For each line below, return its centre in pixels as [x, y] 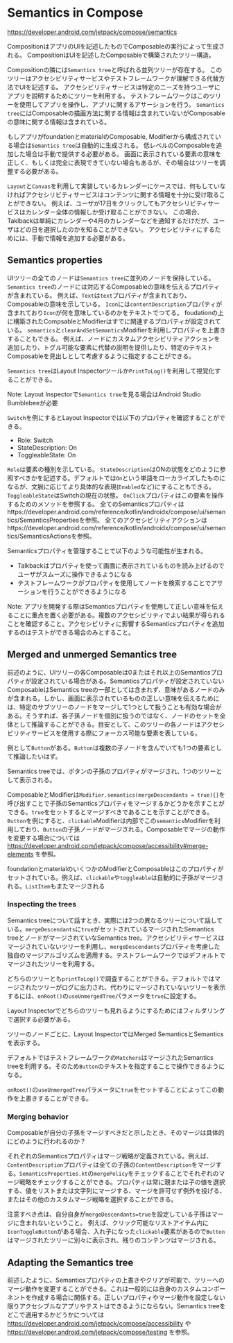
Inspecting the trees [42, 904]
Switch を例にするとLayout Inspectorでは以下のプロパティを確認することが [113, 417]
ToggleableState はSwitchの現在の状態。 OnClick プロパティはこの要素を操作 [115, 495]
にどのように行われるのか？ [47, 1141]
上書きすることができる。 [55, 1098]
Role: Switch [35, 440]
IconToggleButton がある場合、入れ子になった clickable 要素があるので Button [116, 1232]
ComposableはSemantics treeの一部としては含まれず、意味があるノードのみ [116, 689]
